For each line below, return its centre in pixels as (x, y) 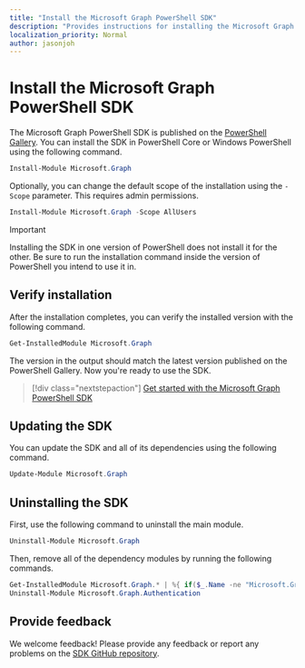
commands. (32, 568)
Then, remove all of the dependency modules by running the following (141, 558)
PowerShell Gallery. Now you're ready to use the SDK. (110, 370)
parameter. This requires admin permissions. (115, 195)
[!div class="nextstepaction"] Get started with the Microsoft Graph (156, 388)
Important (28, 229)
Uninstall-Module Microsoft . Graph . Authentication (105, 593)
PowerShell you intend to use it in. (73, 266)
